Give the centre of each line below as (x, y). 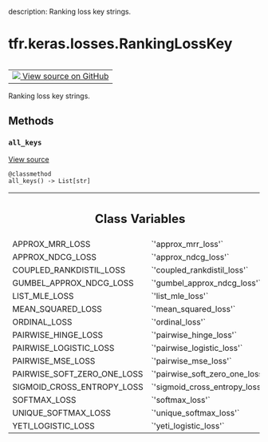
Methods (31, 121)
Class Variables (140, 219)
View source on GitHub (66, 76)
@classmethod (30, 174)
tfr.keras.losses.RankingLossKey (120, 44)
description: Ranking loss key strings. (70, 12)
